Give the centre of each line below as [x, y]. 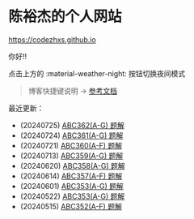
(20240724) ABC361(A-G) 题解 [72, 135]
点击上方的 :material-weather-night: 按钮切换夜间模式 [97, 73]
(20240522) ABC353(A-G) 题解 [72, 196]
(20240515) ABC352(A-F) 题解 [71, 206]
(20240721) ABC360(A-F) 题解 [71, 145]
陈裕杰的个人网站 [65, 17]
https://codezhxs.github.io [53, 39]
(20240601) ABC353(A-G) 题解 [72, 186]
